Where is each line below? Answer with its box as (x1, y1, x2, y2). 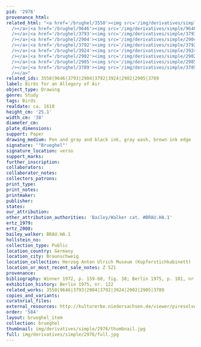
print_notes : (6, 187, 39, 193)
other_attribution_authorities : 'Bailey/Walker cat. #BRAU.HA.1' (6, 215, 172, 221)
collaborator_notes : (6, 170, 58, 176)
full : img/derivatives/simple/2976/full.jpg (6, 331, 119, 337)
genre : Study (6, 92, 39, 98)
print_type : (6, 181, 36, 187)
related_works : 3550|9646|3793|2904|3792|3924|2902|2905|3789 (6, 287, 165, 293)
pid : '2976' (6, 8, 36, 15)
